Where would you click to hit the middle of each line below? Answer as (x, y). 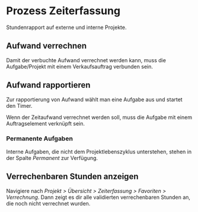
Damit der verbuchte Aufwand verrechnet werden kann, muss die (86, 60)
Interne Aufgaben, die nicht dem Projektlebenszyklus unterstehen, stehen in (99, 152)
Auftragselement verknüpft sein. (45, 123)
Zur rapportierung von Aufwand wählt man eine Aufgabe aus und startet (94, 99)
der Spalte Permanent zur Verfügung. (52, 158)
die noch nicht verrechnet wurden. (48, 203)
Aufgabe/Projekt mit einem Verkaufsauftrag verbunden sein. (79, 66)
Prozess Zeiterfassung (63, 11)
